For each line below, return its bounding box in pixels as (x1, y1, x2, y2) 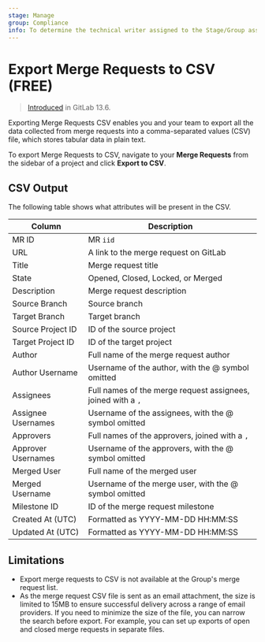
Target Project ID (12, 336, 75, 347)
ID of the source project (88, 324, 176, 335)
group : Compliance (8, 19, 69, 27)
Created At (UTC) (12, 514, 77, 525)
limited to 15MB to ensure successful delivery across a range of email (19, 599, 246, 609)
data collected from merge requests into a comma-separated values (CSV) (8, 127, 251, 136)
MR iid (88, 234, 115, 245)
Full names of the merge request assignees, (88, 385, 250, 396)
